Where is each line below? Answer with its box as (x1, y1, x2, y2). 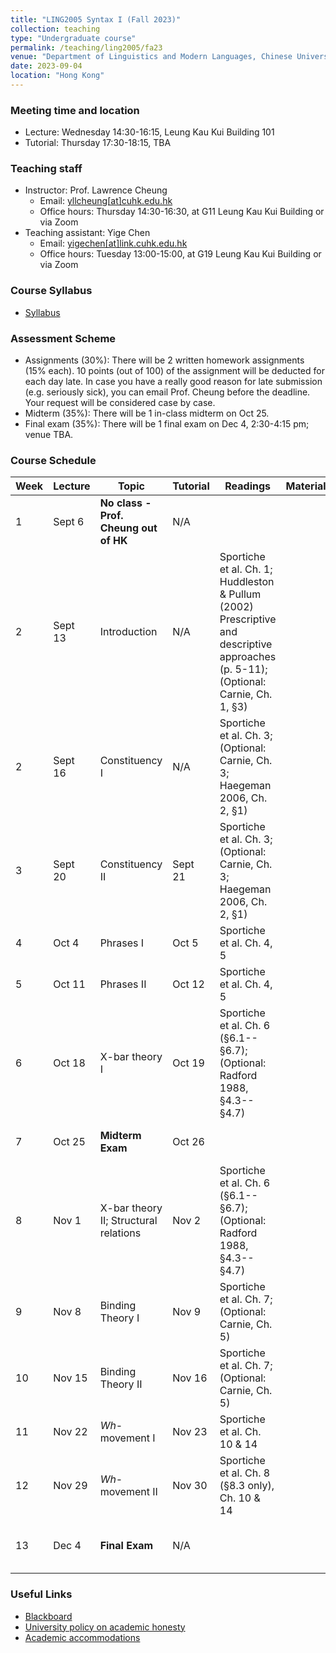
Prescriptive (219, 612, 277, 626)
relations (99, 1226, 142, 1240)
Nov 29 (53, 1479, 88, 1493)
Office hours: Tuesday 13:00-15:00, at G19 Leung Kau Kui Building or (39, 248, 322, 260)
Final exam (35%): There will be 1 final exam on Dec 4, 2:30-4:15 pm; (24, 418, 310, 430)
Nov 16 (172, 1371, 208, 1385)
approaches (219, 650, 277, 664)
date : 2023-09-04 (10, 61, 83, 71)
